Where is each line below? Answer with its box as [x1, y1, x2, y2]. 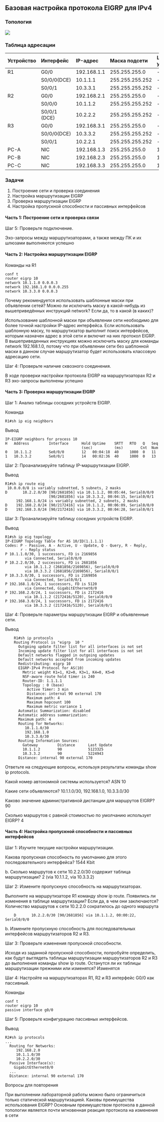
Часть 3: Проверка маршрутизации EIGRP [5, 389, 95, 395]
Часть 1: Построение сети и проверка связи [5, 215, 99, 220]
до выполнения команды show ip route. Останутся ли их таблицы [5, 960, 141, 966]
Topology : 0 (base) [22, 682, 64, 687]
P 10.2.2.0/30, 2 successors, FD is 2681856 [5, 560, 97, 565]
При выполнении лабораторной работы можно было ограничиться [5, 1092, 145, 1098]
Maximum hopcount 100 [26, 700, 71, 704]
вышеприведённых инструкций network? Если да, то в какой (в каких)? [5, 308, 154, 313]
